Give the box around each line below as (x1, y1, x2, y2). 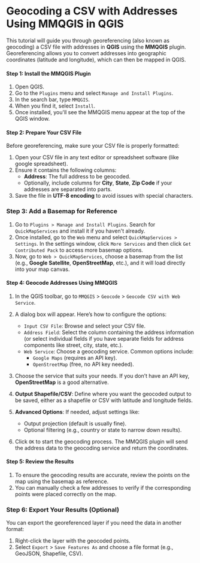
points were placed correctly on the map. (14, 491, 117, 498)
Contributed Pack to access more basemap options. (14, 246, 144, 254)
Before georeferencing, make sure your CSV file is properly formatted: (6, 142, 180, 150)
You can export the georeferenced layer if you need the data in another (6, 519, 182, 526)
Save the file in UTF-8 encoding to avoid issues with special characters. (14, 192, 193, 199)
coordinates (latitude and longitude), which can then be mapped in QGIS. (6, 56, 186, 63)
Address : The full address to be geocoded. (23, 173, 131, 180)
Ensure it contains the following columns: (14, 166, 117, 174)
